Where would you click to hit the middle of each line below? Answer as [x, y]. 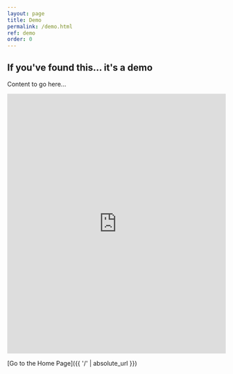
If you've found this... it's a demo [80, 68]
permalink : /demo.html [40, 26]
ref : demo [21, 33]
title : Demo [24, 20]
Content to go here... [37, 84]
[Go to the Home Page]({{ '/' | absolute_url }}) [72, 363]
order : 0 [20, 39]
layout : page [26, 14]
